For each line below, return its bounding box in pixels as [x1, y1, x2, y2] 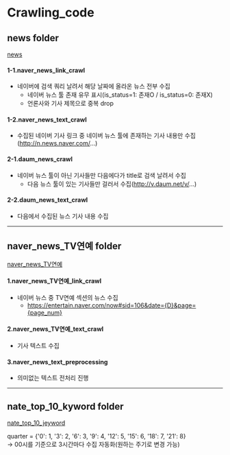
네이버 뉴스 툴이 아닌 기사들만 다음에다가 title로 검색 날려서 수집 [16, 171, 187, 179]
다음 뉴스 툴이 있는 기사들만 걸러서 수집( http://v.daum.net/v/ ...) [27, 180, 197, 188]
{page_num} [27, 308, 63, 316]
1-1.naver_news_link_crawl [7, 66, 86, 74]
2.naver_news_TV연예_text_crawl [7, 325, 104, 334]
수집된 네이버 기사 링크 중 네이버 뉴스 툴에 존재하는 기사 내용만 [16, 132, 183, 140]
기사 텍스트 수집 [16, 342, 60, 350]
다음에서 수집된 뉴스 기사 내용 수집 [16, 211, 109, 220]
